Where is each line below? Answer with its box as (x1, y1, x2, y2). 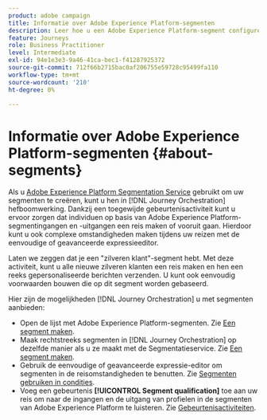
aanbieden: (8, 303, 45, 312)
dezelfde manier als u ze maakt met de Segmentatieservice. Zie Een (19, 343, 242, 353)
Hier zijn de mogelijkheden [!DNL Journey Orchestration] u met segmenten (8, 294, 253, 304)
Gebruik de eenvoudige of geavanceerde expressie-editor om (19, 360, 222, 371)
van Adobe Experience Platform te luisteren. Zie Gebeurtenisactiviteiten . (19, 403, 257, 413)
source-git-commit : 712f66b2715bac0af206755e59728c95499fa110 (8, 64, 219, 72)
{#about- (152, 144, 214, 162)
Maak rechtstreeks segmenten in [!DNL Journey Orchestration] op (19, 336, 237, 345)
